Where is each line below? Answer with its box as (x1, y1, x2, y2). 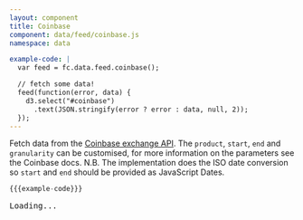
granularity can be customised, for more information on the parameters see (9, 148, 295, 158)
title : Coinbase (9, 22, 71, 31)
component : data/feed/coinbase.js (9, 30, 140, 39)
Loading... (9, 201, 58, 211)
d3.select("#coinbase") (25, 96, 116, 105)
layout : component (9, 13, 79, 23)
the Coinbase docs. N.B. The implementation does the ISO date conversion (9, 158, 289, 168)
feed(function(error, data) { (17, 88, 131, 97)
